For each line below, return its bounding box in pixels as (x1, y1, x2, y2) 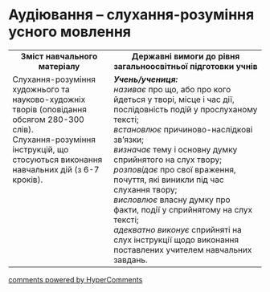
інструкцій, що (12, 144, 69, 155)
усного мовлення (8, 22, 131, 41)
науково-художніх (12, 94, 86, 105)
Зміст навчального (20, 51, 98, 62)
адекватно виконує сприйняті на (113, 224, 243, 235)
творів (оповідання (12, 103, 87, 115)
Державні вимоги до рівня (131, 51, 240, 62)
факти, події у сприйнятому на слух (113, 204, 253, 215)
